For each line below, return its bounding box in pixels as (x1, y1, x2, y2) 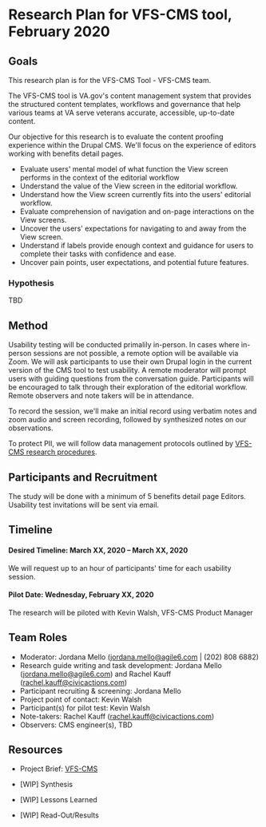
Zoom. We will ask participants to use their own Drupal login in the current (8, 357, 252, 366)
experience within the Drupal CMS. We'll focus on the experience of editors (8, 140, 257, 149)
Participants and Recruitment (8, 470, 158, 484)
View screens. (19, 216, 67, 224)
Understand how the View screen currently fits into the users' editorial (19, 190, 252, 199)
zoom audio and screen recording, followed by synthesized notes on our (8, 415, 247, 425)
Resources (8, 742, 63, 756)
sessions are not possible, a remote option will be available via (33, 349, 239, 358)
